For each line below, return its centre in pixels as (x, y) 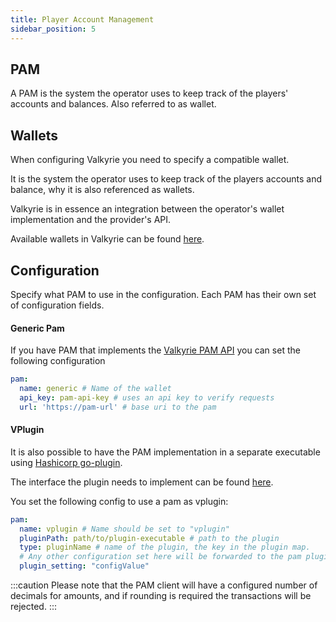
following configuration (58, 361)
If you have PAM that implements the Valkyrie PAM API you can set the (155, 350)
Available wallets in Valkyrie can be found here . (107, 239)
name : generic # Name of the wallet (95, 389)
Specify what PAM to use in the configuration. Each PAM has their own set (163, 294)
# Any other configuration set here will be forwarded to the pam (160, 557)
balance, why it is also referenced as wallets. (102, 190)
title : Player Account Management (82, 19)
